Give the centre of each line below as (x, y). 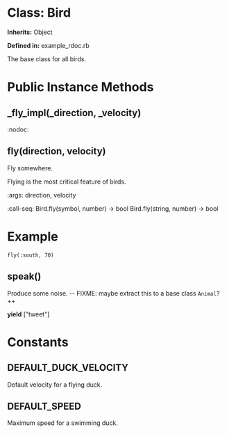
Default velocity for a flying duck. (55, 385)
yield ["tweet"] (28, 314)
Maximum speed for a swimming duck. (62, 423)
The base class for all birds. (47, 59)
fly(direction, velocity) (57, 151)
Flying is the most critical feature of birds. (67, 182)
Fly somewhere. (30, 168)
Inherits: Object (30, 32)
